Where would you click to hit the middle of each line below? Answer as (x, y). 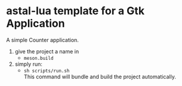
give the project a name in (47, 51)
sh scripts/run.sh (47, 71)
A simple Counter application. (43, 40)
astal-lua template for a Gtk (75, 11)
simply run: (29, 64)
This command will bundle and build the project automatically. (100, 77)
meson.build (38, 58)
